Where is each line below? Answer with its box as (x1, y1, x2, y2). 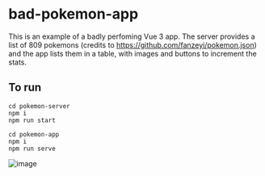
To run (8, 81, 42, 94)
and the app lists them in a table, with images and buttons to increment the (8, 48, 257, 58)
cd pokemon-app (8, 130, 60, 138)
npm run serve (8, 145, 57, 153)
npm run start (8, 116, 57, 124)
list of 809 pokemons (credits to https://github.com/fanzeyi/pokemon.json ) (8, 40, 257, 49)
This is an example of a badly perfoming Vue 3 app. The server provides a (8, 31, 255, 41)
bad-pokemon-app (8, 5, 139, 23)
